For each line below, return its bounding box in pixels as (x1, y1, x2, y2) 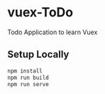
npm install (7, 67, 43, 75)
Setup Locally (7, 48, 70, 61)
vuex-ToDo (7, 4, 73, 21)
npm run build (7, 74, 50, 81)
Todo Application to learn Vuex (7, 28, 98, 36)
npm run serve (7, 80, 50, 88)
